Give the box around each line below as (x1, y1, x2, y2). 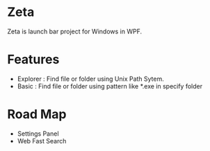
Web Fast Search (17, 136, 67, 145)
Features (7, 51, 60, 67)
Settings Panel (17, 129, 59, 138)
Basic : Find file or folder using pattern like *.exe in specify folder (17, 81, 203, 90)
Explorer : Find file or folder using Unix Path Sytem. (17, 74, 165, 83)
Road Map (7, 106, 67, 122)
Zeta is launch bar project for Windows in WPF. (7, 27, 143, 35)
